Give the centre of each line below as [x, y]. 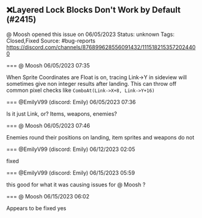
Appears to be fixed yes [36, 208]
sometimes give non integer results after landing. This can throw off [92, 83]
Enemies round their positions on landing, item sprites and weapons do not [100, 137]
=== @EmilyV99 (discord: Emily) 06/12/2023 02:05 [71, 149]
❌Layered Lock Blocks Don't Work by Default [94, 10]
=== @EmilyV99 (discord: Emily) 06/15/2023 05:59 [71, 172]
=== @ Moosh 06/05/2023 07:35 [48, 65]
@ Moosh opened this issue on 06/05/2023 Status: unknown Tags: [91, 34]
